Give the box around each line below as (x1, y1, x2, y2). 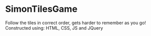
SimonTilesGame (5, 3, 78, 15)
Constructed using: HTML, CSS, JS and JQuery (5, 25, 103, 31)
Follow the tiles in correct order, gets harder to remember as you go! (5, 20, 146, 26)
